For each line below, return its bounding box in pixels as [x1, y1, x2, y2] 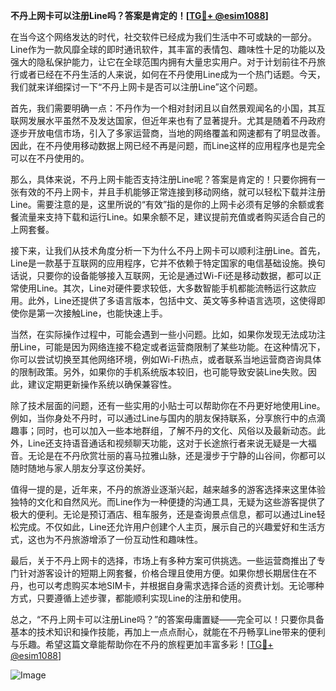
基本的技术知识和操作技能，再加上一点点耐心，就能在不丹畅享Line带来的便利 [10, 626, 326, 638]
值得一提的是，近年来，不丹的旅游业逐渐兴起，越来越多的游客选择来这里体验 [10, 484, 326, 495]
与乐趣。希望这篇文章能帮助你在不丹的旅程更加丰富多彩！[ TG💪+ [10, 639, 274, 650]
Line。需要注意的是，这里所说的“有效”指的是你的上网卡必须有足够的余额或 [10, 199, 317, 210]
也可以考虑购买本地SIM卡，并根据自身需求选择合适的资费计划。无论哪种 [27, 580, 325, 591]
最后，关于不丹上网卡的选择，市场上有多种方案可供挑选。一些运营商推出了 [10, 555, 317, 566]
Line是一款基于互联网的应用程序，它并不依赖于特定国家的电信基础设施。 [10, 257, 308, 269]
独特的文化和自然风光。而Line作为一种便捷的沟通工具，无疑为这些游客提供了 [10, 496, 326, 508]
